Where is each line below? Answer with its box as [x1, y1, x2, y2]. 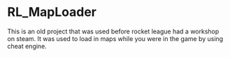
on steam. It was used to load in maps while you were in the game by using [7, 34, 224, 42]
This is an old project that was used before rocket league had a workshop [7, 27, 220, 35]
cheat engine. [7, 42, 47, 50]
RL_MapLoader [7, 4, 96, 20]
